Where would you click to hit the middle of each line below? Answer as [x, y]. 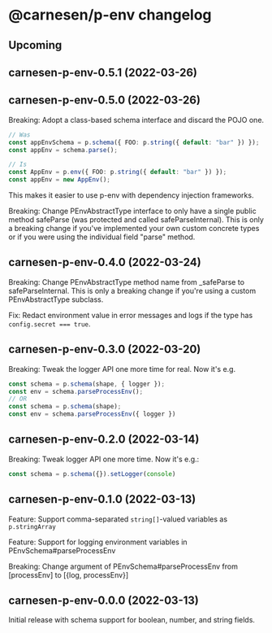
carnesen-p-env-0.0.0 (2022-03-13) [104, 600]
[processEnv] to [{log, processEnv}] [69, 574]
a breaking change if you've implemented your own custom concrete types [134, 229]
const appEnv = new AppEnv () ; [60, 180]
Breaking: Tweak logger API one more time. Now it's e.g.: [104, 459]
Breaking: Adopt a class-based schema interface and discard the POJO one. [136, 120]
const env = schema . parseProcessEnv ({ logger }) [92, 414]
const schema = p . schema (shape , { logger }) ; [86, 384]
